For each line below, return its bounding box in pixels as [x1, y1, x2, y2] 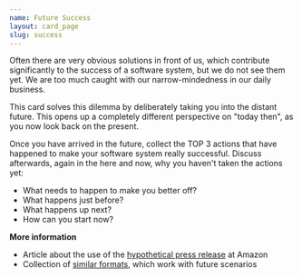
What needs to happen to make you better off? [22, 185, 198, 196]
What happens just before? [22, 194, 124, 205]
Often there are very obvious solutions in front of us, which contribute [9, 55, 270, 66]
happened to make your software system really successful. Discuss [9, 148, 262, 159]
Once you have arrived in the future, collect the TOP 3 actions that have [9, 138, 278, 150]
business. [9, 84, 45, 95]
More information [9, 232, 77, 243]
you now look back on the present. [9, 121, 139, 132]
